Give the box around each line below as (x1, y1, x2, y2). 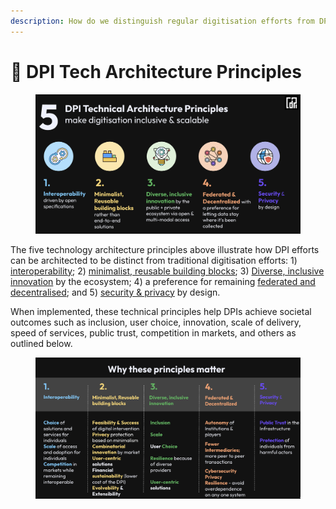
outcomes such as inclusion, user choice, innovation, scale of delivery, (10, 316, 302, 328)
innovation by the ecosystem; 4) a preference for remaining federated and (10, 275, 316, 287)
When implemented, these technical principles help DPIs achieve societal (10, 305, 312, 317)
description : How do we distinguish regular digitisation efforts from (10, 16, 315, 26)
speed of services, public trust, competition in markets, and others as (10, 326, 297, 339)
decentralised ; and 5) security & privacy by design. (10, 286, 221, 298)
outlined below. (10, 337, 73, 349)
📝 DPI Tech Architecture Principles (10, 60, 302, 83)
